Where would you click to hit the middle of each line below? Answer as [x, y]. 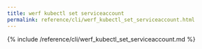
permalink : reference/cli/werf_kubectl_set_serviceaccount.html [101, 20]
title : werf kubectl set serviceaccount [66, 13]
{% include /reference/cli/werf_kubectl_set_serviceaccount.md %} [101, 39]
